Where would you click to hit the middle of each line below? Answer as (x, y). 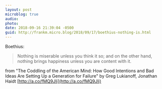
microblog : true (22, 14)
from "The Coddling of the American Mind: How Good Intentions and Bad (80, 71)
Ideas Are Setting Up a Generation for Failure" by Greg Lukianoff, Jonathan (81, 76)
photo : (12, 23)
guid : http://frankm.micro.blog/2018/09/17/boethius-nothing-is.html (78, 32)
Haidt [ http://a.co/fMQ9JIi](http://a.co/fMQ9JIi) (53, 81)
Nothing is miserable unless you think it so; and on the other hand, (84, 56)
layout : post (19, 10)
